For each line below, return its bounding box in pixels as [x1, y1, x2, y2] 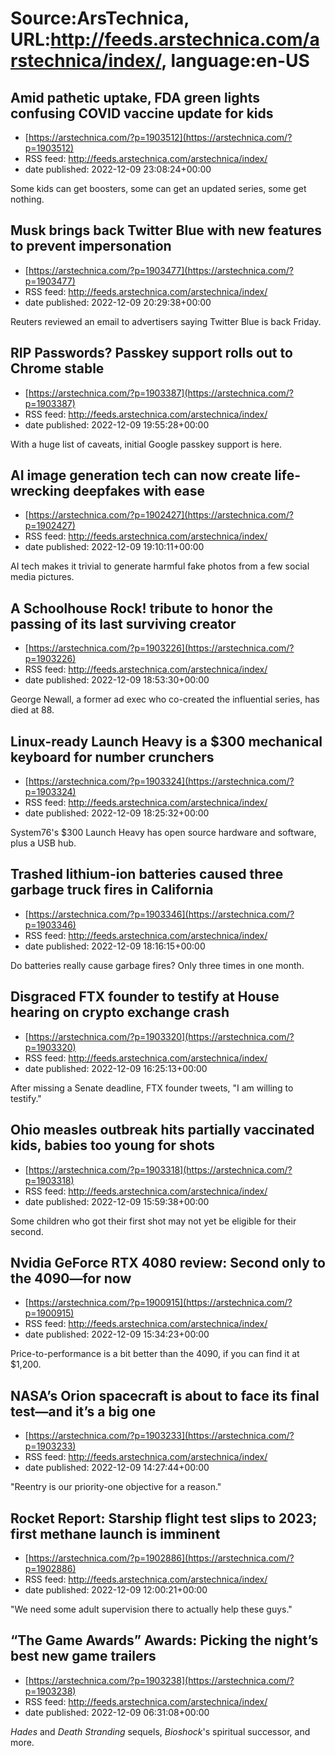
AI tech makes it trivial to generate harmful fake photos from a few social [10, 560, 310, 572]
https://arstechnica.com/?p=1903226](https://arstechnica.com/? [28, 642, 295, 654]
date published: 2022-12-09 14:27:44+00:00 [24, 1462, 210, 1474]
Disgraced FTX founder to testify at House [10, 988, 280, 1006]
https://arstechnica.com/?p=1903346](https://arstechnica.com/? [28, 908, 295, 920]
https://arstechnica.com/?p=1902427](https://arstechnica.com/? [28, 509, 294, 521]
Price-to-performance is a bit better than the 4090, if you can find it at [10, 1348, 300, 1360]
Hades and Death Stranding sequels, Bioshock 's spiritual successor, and [10, 1725, 311, 1737]
